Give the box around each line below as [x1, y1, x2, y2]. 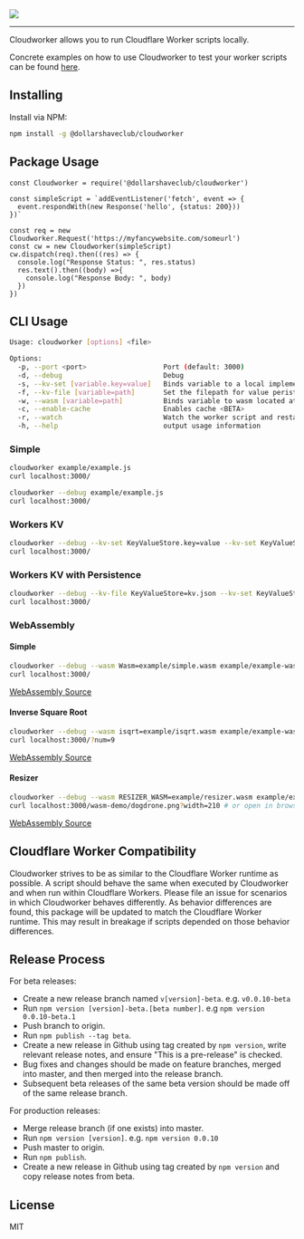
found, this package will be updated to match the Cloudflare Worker [9, 906, 262, 917]
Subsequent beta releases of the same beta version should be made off [22, 1078, 290, 1090]
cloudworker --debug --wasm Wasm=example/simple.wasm [9, 661, 217, 671]
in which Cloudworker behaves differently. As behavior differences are [9, 897, 272, 908]
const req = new [9, 226, 71, 235]
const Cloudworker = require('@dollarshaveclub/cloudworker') [9, 178, 249, 187]
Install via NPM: [9, 111, 68, 122]
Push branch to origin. [22, 1021, 106, 1032]
